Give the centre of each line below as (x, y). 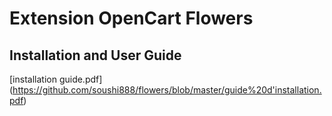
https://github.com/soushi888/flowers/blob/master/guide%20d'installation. (167, 90)
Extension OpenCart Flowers (131, 18)
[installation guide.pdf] (56, 79)
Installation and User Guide (95, 55)
